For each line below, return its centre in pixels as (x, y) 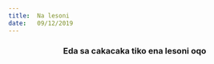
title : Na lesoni (39, 16)
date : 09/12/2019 (41, 23)
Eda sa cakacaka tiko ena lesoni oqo (135, 51)
